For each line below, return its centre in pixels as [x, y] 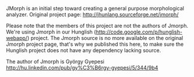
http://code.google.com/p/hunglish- [139, 32]
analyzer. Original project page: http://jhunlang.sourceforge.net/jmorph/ [92, 14]
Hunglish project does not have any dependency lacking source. [84, 50]
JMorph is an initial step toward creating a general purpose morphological [95, 8]
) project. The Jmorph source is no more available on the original [105, 38]
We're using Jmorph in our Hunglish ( [51, 32]
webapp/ [17, 38]
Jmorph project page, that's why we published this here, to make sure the [95, 44]
